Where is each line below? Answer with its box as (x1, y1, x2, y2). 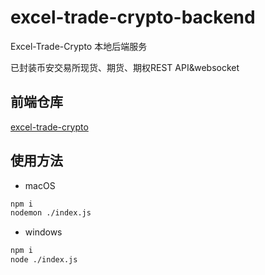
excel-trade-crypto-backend (10, 6, 256, 29)
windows (24, 226, 63, 238)
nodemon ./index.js (10, 208, 92, 218)
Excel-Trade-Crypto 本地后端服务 (10, 40, 148, 52)
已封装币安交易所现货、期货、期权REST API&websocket (10, 61, 240, 73)
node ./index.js (10, 255, 78, 265)
